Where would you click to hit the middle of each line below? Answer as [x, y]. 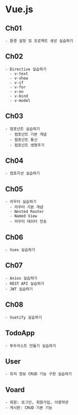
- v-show [19, 78]
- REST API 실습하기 [25, 284]
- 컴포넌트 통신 [24, 140]
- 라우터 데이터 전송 [28, 222]
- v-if [17, 83]
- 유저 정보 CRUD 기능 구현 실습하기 [39, 374]
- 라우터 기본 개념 [27, 207]
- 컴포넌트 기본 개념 [28, 134]
